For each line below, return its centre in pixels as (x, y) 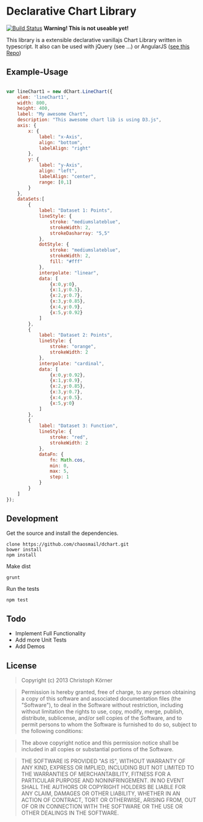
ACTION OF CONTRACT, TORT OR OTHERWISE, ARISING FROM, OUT (108, 800)
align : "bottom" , (61, 142)
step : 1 (59, 477)
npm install (21, 555)
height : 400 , (34, 109)
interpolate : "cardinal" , (71, 363)
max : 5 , (59, 471)
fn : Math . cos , (67, 460)
